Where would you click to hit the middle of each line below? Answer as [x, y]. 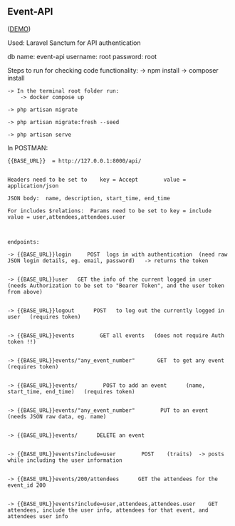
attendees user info [38, 516]
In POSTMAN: [28, 148]
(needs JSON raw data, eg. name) [57, 416]
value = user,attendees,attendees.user [67, 217]
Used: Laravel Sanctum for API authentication [74, 43]
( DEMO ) [19, 29]
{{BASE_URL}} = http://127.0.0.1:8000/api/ [74, 161]
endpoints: [23, 242]
